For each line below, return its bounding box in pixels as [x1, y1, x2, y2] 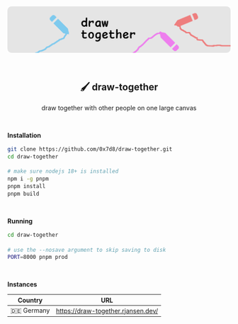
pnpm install [7, 183, 46, 190]
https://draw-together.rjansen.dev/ [55, 306, 159, 315]
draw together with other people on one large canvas [41, 103, 197, 112]
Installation [7, 131, 41, 139]
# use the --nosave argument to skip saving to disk [7, 246, 166, 253]
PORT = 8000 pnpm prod [7, 254, 69, 261]
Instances [7, 280, 38, 289]
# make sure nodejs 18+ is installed [7, 168, 119, 175]
